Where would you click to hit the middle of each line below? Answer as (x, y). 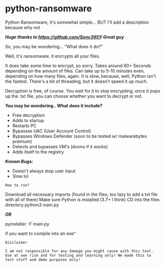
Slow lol (20, 176)
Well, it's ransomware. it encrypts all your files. (53, 56)
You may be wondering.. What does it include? (54, 105)
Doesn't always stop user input (44, 171)
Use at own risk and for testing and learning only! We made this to (78, 255)
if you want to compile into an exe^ (41, 233)
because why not (23, 27)
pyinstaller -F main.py (27, 224)
